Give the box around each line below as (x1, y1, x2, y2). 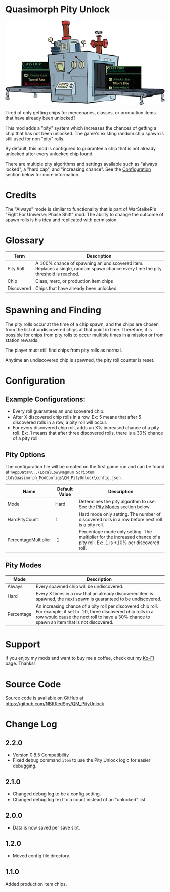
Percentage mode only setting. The (78, 529, 152, 535)
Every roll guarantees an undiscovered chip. (12, 408, 105, 415)
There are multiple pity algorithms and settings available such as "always (5, 161, 158, 167)
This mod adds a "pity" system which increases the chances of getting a (5, 124, 157, 131)
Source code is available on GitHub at (5, 695, 84, 702)
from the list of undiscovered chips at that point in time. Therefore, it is (5, 327, 152, 333)
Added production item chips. (5, 881, 67, 887)
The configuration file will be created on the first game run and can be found (5, 464, 165, 470)
